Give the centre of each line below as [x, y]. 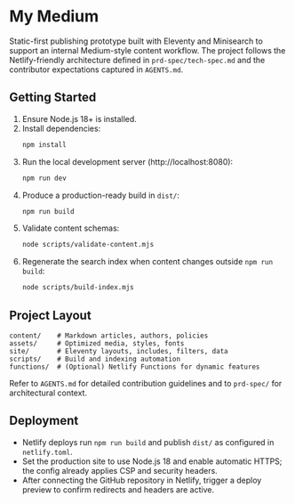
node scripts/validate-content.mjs [88, 245]
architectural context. [48, 393]
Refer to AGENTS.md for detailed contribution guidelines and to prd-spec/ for [146, 383]
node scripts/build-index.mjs [78, 288]
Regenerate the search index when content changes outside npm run [147, 262]
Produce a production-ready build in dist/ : [101, 195]
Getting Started [53, 98]
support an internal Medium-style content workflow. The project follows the [147, 50]
